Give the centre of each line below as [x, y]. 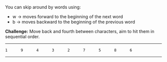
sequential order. [22, 37]
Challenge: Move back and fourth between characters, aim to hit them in [80, 31]
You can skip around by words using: [43, 7]
